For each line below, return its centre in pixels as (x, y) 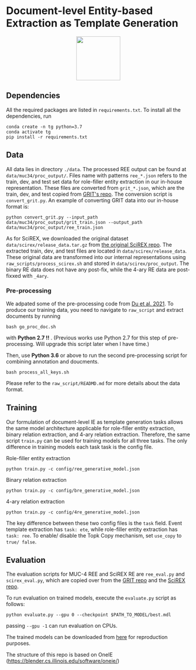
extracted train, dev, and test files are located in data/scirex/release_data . (97, 251)
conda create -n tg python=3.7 (44, 127)
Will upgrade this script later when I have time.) (93, 343)
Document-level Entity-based (80, 11)
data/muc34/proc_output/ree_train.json (55, 227)
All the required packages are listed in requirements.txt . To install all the (94, 110)
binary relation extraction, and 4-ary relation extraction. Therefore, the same (98, 434)
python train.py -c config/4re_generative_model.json (73, 512)
